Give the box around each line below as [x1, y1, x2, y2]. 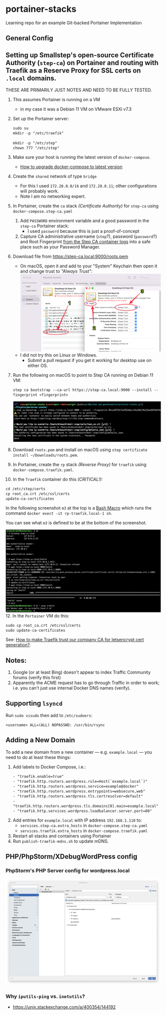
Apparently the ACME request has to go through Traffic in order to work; [12, 680, 160, 686]
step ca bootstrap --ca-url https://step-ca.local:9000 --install [12, 388, 152, 393]
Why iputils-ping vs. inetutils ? [5, 993, 85, 1000]
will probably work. [20, 188, 59, 194]
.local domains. [5, 74, 57, 82]
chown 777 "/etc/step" [12, 145, 60, 151]
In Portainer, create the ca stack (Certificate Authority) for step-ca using [12, 203, 159, 209]
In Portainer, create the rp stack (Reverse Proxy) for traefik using [12, 461, 147, 467]
